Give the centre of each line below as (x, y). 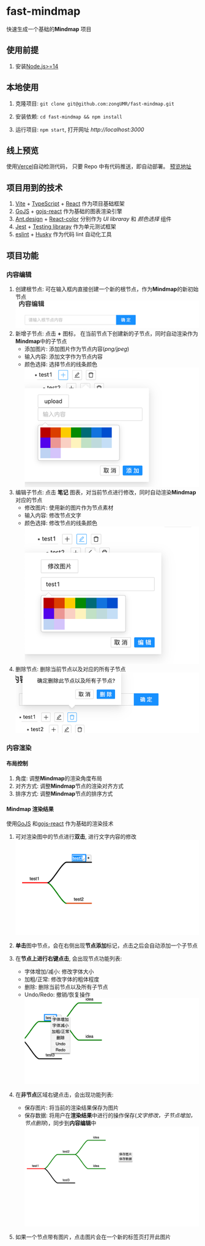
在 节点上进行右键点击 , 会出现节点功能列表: (69, 959)
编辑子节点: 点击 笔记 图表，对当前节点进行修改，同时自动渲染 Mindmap (106, 492)
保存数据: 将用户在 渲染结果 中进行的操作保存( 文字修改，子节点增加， (110, 1115)
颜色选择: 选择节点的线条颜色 (61, 364)
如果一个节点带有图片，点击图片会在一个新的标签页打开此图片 (93, 1237)
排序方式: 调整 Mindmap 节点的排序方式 (64, 794)
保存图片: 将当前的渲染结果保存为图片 (72, 1107)
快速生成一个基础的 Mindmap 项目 (49, 29)
